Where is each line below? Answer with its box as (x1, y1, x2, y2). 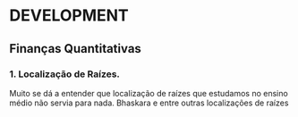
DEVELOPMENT (9, 5, 130, 26)
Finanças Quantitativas (9, 41, 141, 56)
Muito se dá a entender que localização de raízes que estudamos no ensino (9, 88, 288, 98)
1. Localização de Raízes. (9, 68, 121, 80)
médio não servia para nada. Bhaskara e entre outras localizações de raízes (9, 97, 289, 108)
